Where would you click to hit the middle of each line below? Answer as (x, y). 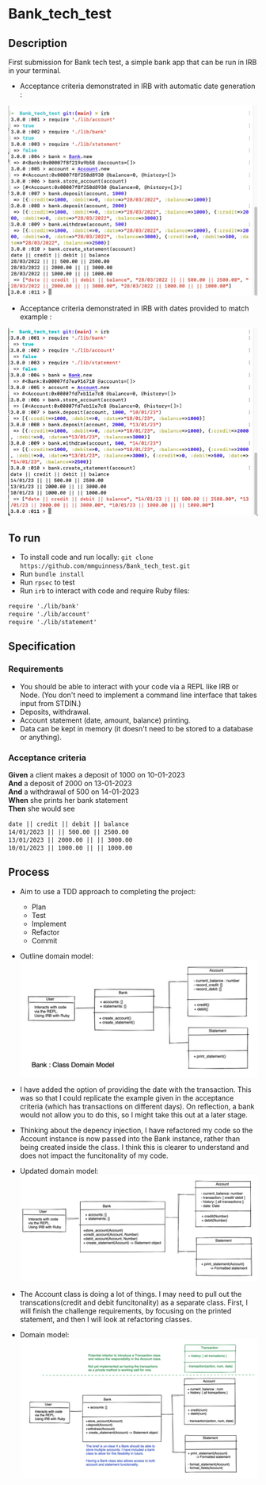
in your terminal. (35, 71)
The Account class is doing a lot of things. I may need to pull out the (131, 1294)
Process (29, 872)
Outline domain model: (57, 956)
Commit (44, 940)
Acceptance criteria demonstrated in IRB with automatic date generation (137, 86)
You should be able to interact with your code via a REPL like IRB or (129, 686)
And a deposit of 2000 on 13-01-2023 (70, 784)
